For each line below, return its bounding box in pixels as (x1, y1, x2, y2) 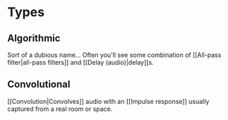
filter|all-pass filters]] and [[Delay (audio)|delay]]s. (7, 58, 154, 67)
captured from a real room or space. (7, 105, 113, 113)
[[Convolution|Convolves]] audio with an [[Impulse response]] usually (7, 97, 210, 105)
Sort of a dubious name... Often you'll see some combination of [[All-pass (7, 51, 222, 59)
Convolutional (7, 79, 71, 91)
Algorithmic (7, 32, 61, 44)
